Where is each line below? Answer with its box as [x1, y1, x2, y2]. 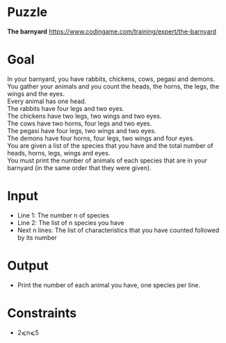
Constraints [7, 305, 77, 321]
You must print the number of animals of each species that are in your [7, 156, 207, 165]
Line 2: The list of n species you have [17, 218, 124, 227]
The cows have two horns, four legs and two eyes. [7, 119, 152, 128]
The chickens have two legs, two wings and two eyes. [7, 112, 162, 120]
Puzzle [7, 4, 47, 20]
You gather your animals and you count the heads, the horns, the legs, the [7, 82, 220, 91]
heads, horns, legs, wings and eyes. [7, 148, 111, 157]
